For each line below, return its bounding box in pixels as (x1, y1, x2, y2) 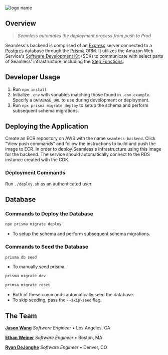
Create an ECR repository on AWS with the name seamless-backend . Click (5, 136, 156, 142)
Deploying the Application (5, 122, 89, 131)
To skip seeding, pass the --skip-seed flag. (12, 297, 102, 303)
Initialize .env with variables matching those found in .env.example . (12, 91, 151, 97)
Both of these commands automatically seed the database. (12, 292, 134, 298)
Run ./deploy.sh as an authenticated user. (5, 181, 93, 187)
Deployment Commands (5, 169, 66, 176)
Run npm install (12, 86, 47, 92)
